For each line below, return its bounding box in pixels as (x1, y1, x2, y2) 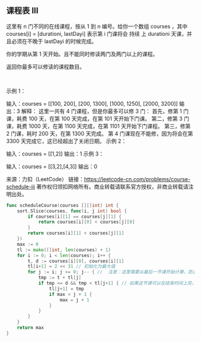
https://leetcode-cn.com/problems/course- (84, 175, 191, 182)
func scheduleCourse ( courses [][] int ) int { (6, 202, 119, 208)
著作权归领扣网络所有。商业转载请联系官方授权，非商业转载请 (36, 183, 188, 190)
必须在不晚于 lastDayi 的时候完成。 (11, 38, 98, 45)
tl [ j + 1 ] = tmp (48, 286, 84, 292)
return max (17, 325, 44, 331)
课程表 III (6, 5, 39, 16)
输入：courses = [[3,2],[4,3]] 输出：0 (6, 163, 98, 170)
